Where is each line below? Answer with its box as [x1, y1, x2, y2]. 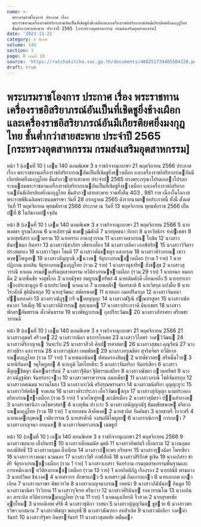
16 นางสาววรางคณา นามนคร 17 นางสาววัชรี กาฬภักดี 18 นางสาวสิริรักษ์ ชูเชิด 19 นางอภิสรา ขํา [7, 453, 193, 460]
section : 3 [7, 48, 34, 54]
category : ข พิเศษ [7, 36, 48, 42]
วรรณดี [7, 315, 21, 322]
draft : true [7, 64, 36, 70]
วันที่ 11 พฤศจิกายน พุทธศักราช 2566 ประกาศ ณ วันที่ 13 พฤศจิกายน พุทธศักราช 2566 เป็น [7, 202, 190, 209]
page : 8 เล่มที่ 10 [7, 53, 45, 59]
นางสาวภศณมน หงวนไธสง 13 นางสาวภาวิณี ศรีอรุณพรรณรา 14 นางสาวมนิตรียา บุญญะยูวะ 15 [7, 381, 192, 388]
